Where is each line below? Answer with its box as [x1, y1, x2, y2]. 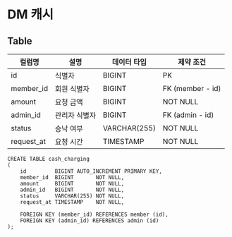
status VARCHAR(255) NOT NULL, [20, 193, 125, 200]
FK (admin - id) [162, 110, 214, 120]
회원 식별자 [55, 84, 90, 94]
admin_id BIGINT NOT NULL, [20, 186, 125, 193]
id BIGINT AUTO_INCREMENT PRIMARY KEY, [20, 168, 162, 175]
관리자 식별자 [55, 111, 97, 120]
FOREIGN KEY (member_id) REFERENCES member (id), [20, 211, 169, 218]
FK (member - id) [162, 84, 221, 93]
